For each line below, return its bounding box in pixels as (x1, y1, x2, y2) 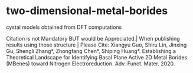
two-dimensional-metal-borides (6, 4, 168, 18)
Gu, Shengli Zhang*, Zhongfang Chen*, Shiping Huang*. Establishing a (6, 47, 176, 54)
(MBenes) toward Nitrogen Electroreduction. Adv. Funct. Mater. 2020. (6, 60, 175, 67)
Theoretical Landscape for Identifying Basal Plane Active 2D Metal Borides (6, 54, 188, 61)
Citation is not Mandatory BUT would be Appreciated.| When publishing (6, 35, 180, 42)
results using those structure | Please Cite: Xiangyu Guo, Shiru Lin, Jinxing (6, 41, 187, 48)
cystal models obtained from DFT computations (6, 24, 122, 31)
